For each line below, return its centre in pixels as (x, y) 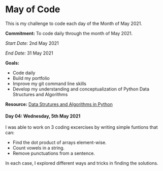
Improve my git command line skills (49, 83)
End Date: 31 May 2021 (29, 53)
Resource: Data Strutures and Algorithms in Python (59, 104)
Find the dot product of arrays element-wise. (59, 142)
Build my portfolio (31, 78)
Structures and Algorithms (40, 94)
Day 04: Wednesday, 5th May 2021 (43, 116)
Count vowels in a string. (39, 148)
